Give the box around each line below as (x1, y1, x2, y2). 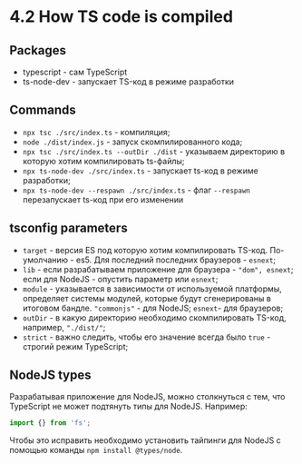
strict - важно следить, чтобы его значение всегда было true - (22, 331, 271, 342)
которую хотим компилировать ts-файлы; (22, 155, 185, 166)
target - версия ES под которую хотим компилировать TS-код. (22, 244, 268, 255)
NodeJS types (9, 368, 92, 383)
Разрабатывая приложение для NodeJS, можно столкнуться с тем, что (9, 391, 286, 402)
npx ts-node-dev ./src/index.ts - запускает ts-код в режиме (22, 165, 258, 176)
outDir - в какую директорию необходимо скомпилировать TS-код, (22, 311, 287, 323)
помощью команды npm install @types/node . (9, 445, 183, 456)
